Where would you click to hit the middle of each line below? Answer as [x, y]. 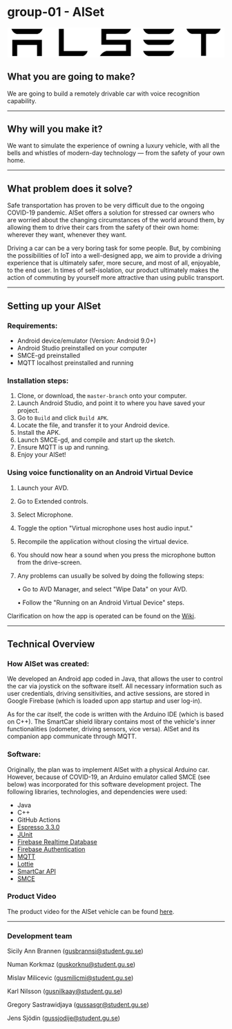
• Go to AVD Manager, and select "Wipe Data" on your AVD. [102, 589]
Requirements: [32, 325]
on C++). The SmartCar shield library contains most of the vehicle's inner [112, 722]
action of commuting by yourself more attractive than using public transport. [116, 278]
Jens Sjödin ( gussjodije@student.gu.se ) [64, 1018]
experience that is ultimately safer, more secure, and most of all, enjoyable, [114, 263]
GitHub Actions [39, 820]
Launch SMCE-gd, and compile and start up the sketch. [96, 440]
